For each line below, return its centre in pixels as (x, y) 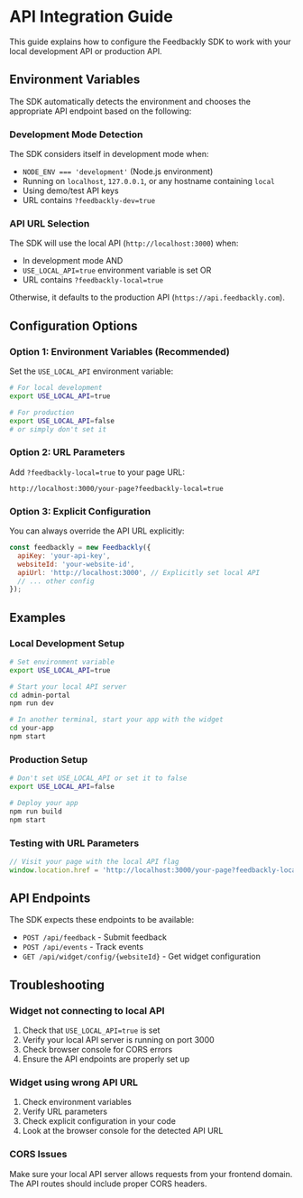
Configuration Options (73, 325)
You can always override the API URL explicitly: (97, 531)
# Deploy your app (44, 803)
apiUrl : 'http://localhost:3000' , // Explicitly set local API (138, 572)
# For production (42, 413)
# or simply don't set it (58, 429)
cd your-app (32, 729)
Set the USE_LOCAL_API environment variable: (92, 371)
